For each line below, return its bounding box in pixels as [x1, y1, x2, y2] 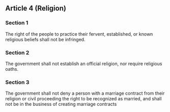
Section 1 [5, 19, 29, 26]
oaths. [5, 66, 19, 72]
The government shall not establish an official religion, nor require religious [5, 61, 162, 67]
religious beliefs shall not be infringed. [5, 36, 86, 42]
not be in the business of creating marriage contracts [5, 101, 117, 107]
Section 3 [5, 78, 30, 86]
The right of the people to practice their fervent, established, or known [5, 31, 153, 37]
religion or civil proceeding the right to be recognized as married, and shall [5, 96, 162, 102]
